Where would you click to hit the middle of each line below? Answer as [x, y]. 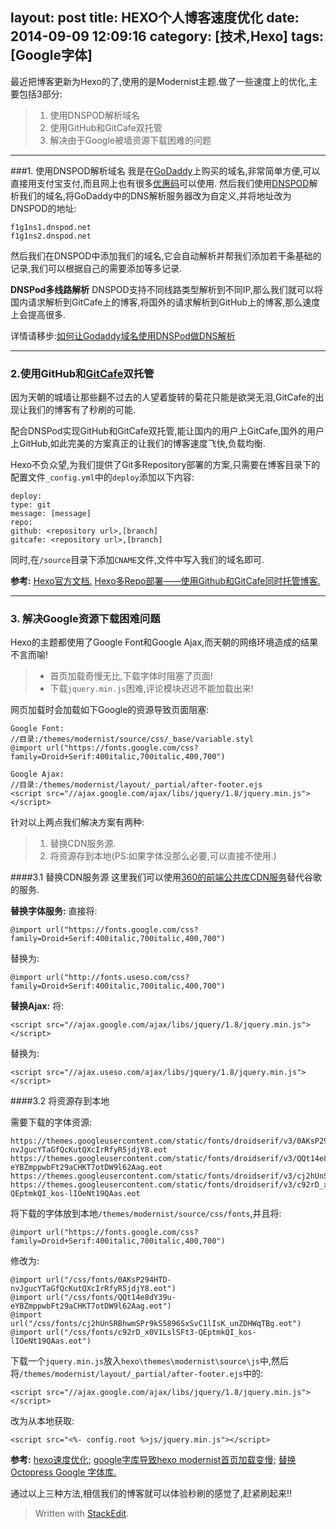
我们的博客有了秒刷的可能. [82, 410]
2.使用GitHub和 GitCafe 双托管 [82, 373]
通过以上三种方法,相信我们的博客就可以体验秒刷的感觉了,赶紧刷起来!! [151, 1494]
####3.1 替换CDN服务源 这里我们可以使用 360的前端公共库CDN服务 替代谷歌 [166, 877]
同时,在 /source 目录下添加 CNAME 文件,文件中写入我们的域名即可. [137, 560]
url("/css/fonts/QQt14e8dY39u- [111, 1298]
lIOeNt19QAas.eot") [51, 1341]
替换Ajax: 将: [37, 1006]
